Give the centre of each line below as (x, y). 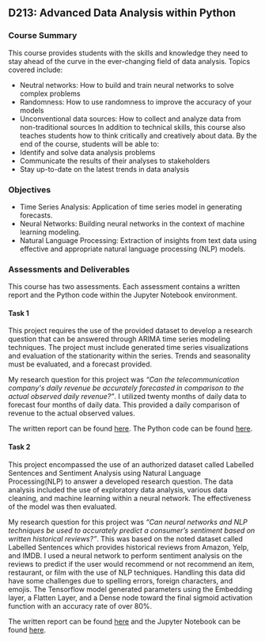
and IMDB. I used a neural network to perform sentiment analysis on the (125, 555)
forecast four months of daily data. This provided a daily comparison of (124, 405)
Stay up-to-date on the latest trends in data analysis (104, 169)
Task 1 (19, 313)
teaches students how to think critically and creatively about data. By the (138, 135)
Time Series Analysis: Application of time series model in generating (131, 207)
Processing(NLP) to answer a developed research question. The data (121, 481)
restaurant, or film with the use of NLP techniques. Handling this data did (127, 572)
